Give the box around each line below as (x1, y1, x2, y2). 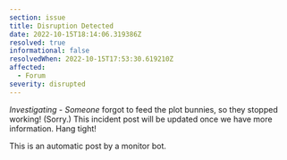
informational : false (9, 46, 90, 55)
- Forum (17, 72, 46, 80)
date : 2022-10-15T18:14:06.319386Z (9, 29, 142, 38)
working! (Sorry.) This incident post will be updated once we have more (9, 114, 273, 124)
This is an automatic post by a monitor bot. (9, 140, 167, 151)
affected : (9, 63, 46, 72)
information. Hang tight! (9, 122, 97, 134)
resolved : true (9, 38, 66, 47)
